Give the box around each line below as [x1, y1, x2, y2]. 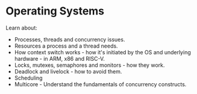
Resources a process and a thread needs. [14, 42, 118, 49]
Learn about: [5, 24, 37, 31]
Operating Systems [5, 4, 105, 18]
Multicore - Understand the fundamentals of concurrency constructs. [14, 80, 187, 88]
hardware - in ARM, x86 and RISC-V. [14, 55, 105, 62]
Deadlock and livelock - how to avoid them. [14, 67, 122, 75]
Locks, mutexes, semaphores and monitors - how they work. [14, 61, 165, 69]
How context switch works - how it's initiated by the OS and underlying [14, 48, 191, 55]
